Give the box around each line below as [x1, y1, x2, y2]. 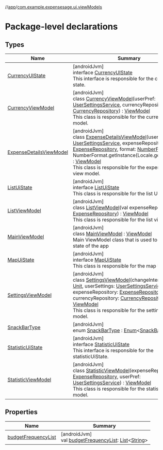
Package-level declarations [5, 21, 118, 32]
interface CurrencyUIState [72, 69, 132, 76]
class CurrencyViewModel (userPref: [72, 95, 156, 102]
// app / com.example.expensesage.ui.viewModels [5, 4, 102, 10]
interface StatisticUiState [72, 341, 130, 347]
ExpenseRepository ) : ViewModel [72, 210, 149, 217]
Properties [5, 408, 38, 416]
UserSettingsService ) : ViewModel [72, 379, 151, 386]
